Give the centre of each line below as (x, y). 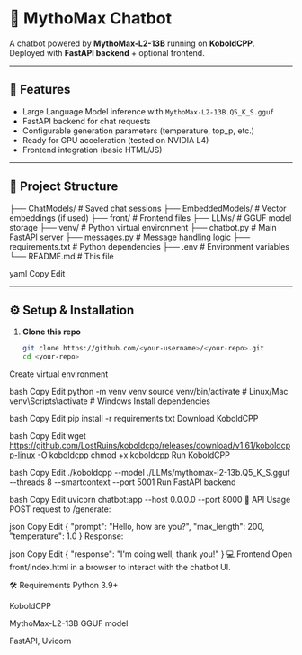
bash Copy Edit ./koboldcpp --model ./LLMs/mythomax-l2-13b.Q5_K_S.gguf (150, 473)
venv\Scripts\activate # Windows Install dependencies (110, 401)
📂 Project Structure (64, 187)
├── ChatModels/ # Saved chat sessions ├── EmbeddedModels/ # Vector (148, 208)
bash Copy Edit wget (48, 436)
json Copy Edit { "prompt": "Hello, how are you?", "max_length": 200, (137, 527)
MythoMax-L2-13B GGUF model (69, 623)
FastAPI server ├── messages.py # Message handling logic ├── (130, 237)
